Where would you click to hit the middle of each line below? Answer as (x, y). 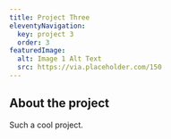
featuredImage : (38, 51)
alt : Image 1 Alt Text (60, 59)
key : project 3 (46, 34)
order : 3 (34, 42)
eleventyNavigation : (48, 26)
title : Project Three (50, 17)
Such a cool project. (46, 125)
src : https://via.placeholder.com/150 (90, 68)
